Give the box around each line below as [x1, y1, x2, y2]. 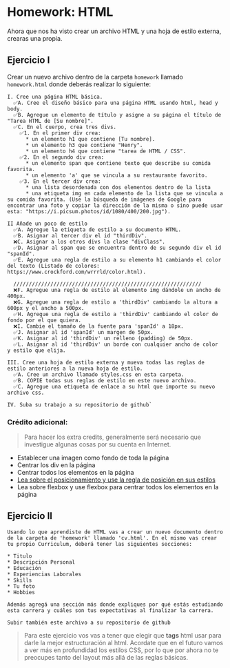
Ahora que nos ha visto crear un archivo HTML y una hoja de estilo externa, [7, 27, 222, 35]
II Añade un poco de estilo [7, 220, 88, 227]
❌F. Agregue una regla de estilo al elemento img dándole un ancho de [13, 286, 221, 293]
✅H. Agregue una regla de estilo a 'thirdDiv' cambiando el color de [13, 311, 218, 317]
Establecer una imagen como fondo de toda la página [17, 453, 169, 462]
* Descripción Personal [7, 558, 76, 566]
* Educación [7, 564, 41, 571]
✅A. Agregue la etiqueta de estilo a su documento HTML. [13, 226, 181, 233]
